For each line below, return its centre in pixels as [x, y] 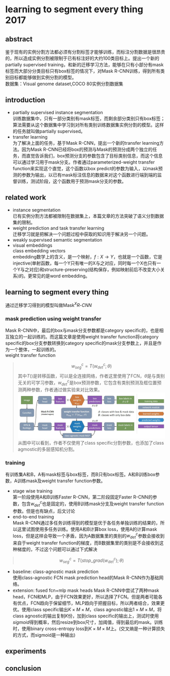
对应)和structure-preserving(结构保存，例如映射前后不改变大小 [95, 269]
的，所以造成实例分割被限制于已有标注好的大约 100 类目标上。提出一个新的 [82, 58]
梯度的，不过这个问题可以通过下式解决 [57, 550]
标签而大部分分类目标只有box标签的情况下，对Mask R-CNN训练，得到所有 [83, 71]
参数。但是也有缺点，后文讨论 [44, 511]
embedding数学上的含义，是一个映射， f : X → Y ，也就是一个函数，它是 [87, 256]
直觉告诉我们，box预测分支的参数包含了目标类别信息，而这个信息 [95, 155]
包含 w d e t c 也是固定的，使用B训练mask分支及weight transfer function [93, 504]
